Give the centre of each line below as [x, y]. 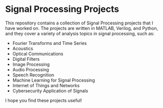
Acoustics [23, 48]
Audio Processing [30, 69]
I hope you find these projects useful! [44, 100]
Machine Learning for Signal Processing [53, 80]
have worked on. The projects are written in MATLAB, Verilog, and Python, [82, 28]
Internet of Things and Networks [46, 85]
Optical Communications [38, 54]
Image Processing [31, 64]
